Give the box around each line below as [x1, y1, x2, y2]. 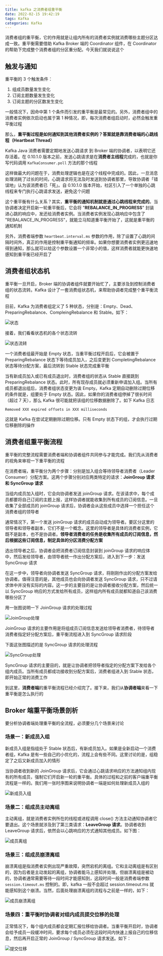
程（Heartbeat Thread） [5, 137, 55, 143]
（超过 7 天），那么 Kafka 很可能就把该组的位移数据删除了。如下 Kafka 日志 [5, 397, 155, 403]
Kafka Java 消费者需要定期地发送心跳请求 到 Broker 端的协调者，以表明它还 [5, 148, 156, 153]
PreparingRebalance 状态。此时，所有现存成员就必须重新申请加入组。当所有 [5, 379, 158, 385]
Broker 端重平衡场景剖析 [5, 706, 79, 715]
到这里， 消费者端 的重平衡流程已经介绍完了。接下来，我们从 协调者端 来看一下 [5, 685, 158, 690]
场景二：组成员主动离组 [5, 804, 60, 810]
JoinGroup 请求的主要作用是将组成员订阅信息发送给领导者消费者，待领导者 [5, 625, 155, 631]
